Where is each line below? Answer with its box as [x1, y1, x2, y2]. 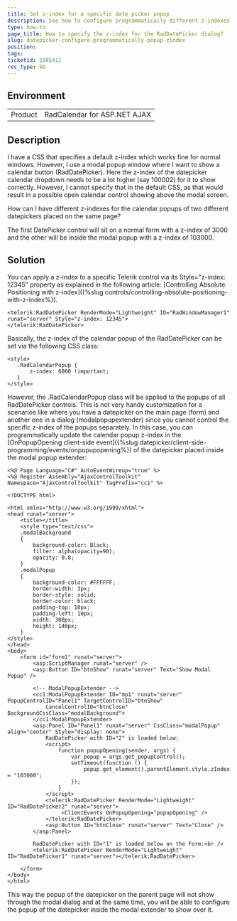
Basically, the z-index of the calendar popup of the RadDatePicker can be [7, 334, 222, 343]
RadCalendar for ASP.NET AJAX [44, 110, 151, 119]
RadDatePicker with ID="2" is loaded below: [45, 735, 180, 742]
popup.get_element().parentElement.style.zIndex [83, 766, 231, 773]
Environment [7, 90, 66, 102]
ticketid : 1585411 [7, 57, 62, 64]
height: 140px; [33, 623, 78, 630]
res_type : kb [7, 63, 46, 70]
